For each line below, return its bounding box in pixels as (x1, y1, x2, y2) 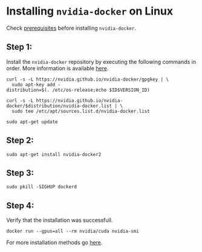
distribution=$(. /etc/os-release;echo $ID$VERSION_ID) (6, 87, 150, 93)
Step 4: (6, 200, 34, 211)
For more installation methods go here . (6, 239, 103, 247)
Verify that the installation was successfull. (6, 217, 113, 224)
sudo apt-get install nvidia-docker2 (6, 151, 102, 157)
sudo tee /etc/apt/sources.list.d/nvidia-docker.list (11, 108, 150, 114)
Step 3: (6, 168, 34, 178)
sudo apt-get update (6, 118, 59, 125)
